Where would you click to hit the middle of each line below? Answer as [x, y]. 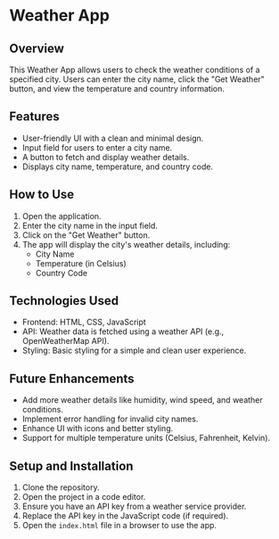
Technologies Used [64, 301]
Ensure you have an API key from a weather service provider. [134, 506]
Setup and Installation [71, 465]
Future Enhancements [72, 378]
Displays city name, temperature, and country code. [118, 167]
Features [34, 117]
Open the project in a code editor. [84, 497]
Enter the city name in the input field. [90, 225]
